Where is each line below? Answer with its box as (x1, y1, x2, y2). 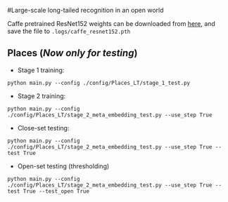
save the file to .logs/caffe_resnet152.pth (7, 27, 131, 35)
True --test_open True (23, 187, 90, 195)
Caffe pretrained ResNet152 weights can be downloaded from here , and (7, 20, 216, 27)
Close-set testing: (17, 123, 70, 132)
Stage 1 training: (17, 66, 65, 74)
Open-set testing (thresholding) (17, 161, 110, 170)
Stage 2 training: (17, 91, 66, 100)
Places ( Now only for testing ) (7, 47, 138, 59)
